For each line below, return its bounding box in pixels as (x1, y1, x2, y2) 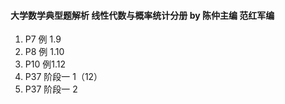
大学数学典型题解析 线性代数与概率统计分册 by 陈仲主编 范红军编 (10, 9, 275, 21)
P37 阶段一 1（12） (24, 71, 103, 83)
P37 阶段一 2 (24, 83, 78, 95)
